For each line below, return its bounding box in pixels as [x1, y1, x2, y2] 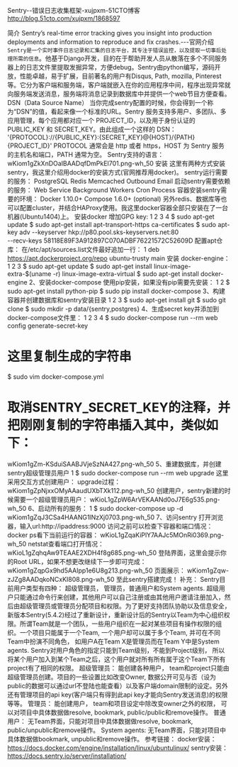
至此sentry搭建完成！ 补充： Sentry [115, 575, 220, 583]
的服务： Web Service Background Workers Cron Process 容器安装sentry [7, 186, 221, 194]
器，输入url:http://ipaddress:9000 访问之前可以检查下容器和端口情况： [7, 522, 213, 530]
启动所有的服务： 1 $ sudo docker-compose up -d [38, 504, 183, 512]
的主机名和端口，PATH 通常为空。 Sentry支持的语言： [7, 150, 164, 158]
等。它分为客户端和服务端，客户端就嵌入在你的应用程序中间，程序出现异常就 [7, 81, 231, 89]
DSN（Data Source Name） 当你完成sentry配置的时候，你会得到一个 [7, 99, 208, 106]
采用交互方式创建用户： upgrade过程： [7, 478, 121, 486]
